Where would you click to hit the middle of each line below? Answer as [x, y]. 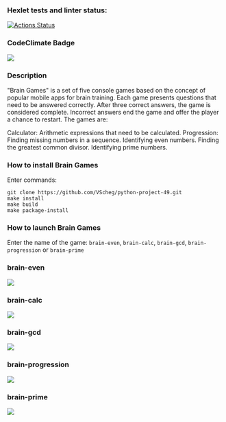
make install [26, 199]
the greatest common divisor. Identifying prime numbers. [87, 147]
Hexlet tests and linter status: [57, 10]
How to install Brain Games [53, 165]
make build [23, 204]
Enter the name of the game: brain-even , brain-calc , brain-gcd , [97, 243]
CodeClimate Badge [41, 43]
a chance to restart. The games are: [58, 119]
